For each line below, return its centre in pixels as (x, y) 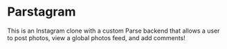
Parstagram (42, 12)
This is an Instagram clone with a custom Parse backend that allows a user (113, 31)
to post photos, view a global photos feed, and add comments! (96, 37)
